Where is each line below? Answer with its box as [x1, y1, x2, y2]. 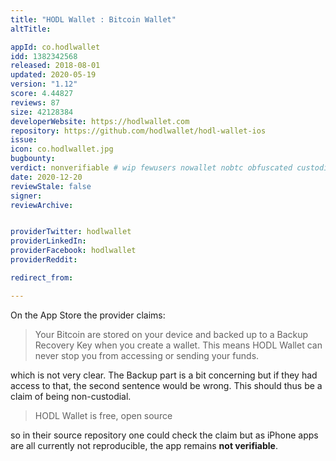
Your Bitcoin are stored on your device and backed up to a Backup [34, 328, 309, 340]
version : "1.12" [10, 79, 78, 90]
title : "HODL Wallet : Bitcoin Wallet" [10, 14, 177, 25]
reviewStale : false [10, 181, 92, 191]
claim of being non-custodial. [10, 390, 132, 402]
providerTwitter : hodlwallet [10, 227, 132, 237]
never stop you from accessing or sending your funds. [34, 349, 260, 361]
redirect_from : [10, 272, 74, 283]
